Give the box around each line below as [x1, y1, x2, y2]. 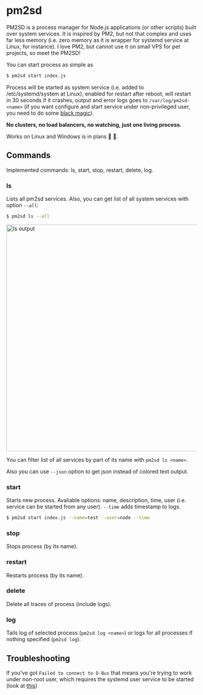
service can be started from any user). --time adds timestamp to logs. [6, 503, 181, 511]
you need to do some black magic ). [6, 109, 94, 117]
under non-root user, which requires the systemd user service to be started [6, 675, 195, 683]
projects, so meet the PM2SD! [6, 49, 81, 56]
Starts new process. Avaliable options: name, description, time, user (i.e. [6, 497, 187, 504]
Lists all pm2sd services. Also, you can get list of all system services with [6, 195, 189, 202]
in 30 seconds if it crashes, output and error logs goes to [6, 96, 148, 103]
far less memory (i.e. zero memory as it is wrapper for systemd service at [6, 36, 189, 44]
